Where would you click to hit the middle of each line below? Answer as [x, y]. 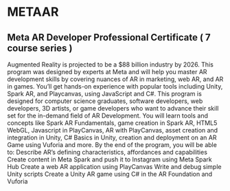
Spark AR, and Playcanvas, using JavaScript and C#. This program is [105, 94]
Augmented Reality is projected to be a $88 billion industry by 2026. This [111, 65]
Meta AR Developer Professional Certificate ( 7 [109, 37]
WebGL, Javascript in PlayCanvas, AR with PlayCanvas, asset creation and [113, 130]
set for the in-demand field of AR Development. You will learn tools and [107, 115]
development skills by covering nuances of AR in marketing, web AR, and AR [115, 79]
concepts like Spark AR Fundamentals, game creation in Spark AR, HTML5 [112, 123]
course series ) [40, 48]
